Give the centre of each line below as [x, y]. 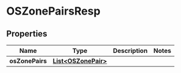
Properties [27, 34]
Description [130, 51]
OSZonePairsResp [53, 11]
